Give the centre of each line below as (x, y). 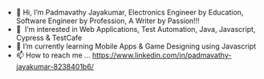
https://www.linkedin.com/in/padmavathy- (162, 55)
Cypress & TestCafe (49, 38)
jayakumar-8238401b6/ (55, 67)
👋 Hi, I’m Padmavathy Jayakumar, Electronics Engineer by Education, (130, 12)
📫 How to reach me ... (53, 55)
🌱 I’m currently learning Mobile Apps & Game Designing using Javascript (136, 46)
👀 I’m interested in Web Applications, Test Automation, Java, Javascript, (136, 29)
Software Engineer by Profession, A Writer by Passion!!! (108, 21)
